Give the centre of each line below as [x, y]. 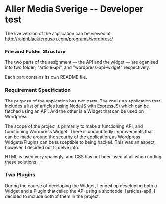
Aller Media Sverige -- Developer [74, 9]
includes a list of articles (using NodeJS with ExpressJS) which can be [77, 106]
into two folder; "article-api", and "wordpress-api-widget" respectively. [78, 67]
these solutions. [22, 162]
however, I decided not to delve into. [42, 147]
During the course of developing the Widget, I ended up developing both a [81, 185]
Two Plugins [20, 175]
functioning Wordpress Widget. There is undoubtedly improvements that [79, 131]
